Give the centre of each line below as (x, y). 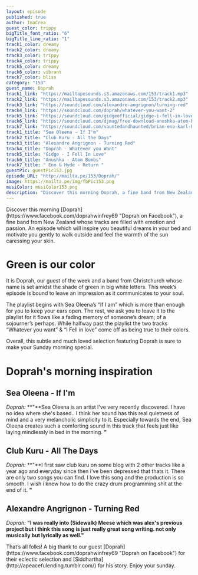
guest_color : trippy (32, 28)
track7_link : (22, 127)
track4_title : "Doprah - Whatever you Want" (62, 149)
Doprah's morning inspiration (80, 371)
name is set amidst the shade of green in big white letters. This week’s (91, 287)
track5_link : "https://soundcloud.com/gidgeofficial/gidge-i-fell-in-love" (101, 116)
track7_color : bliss (32, 77)
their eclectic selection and (39, 559)
